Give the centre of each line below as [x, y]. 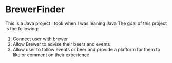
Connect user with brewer [40, 39]
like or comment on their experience [51, 55]
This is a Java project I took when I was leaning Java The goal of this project [86, 23]
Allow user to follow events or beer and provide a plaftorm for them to [87, 49]
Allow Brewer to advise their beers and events [61, 44]
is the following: [22, 28]
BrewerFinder [35, 9]
